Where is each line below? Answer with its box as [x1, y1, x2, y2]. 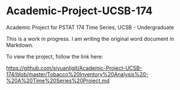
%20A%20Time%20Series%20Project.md [6, 77, 110, 84]
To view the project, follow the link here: [6, 53, 103, 60]
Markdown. [6, 41, 34, 49]
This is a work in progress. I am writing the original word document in [6, 35, 175, 42]
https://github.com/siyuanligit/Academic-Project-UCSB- [6, 64, 143, 72]
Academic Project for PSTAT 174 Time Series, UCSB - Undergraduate [6, 24, 174, 31]
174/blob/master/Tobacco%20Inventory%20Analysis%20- [6, 70, 149, 78]
